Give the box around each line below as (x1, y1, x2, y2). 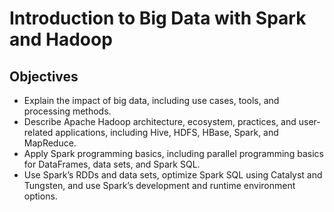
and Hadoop (9, 28, 113, 51)
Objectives (9, 68, 79, 85)
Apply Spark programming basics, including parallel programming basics (23, 148, 324, 159)
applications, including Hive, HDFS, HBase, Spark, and (55, 127, 279, 138)
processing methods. (23, 105, 112, 117)
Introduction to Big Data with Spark (9, 7, 307, 30)
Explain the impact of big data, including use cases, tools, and (23, 95, 280, 106)
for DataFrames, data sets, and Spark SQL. (23, 158, 201, 170)
